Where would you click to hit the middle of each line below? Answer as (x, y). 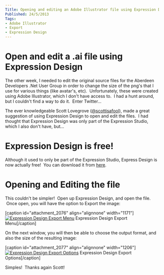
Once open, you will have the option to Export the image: (63, 203)
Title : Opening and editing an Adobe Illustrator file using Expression (81, 10)
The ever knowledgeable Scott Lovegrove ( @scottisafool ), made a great (77, 111)
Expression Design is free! (59, 146)
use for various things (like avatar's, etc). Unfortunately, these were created (82, 91)
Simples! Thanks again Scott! (35, 267)
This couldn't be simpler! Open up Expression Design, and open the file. (78, 198)
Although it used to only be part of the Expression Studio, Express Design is (81, 160)
